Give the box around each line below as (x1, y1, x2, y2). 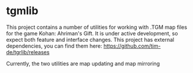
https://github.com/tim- (103, 42, 161, 49)
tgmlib (6, 4, 39, 18)
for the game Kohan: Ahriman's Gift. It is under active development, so (6, 29, 178, 36)
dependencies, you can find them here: (6, 42, 103, 49)
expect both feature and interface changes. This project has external (6, 36, 175, 43)
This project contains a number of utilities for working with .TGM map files (6, 24, 188, 31)
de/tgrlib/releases (6, 48, 50, 55)
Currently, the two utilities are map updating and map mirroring (6, 60, 160, 67)
